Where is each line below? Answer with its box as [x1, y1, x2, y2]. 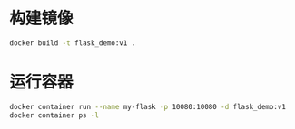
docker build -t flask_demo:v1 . [9, 38, 136, 48]
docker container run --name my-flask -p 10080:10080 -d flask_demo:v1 [9, 102, 286, 111]
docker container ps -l [9, 110, 100, 120]
